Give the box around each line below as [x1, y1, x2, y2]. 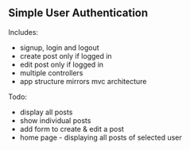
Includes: [8, 27, 38, 37]
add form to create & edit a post [19, 124, 125, 133]
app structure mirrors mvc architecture [19, 76, 147, 86]
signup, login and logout [19, 43, 99, 52]
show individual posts [19, 115, 91, 125]
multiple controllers [19, 67, 83, 78]
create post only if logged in [19, 51, 113, 60]
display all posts [19, 107, 73, 117]
